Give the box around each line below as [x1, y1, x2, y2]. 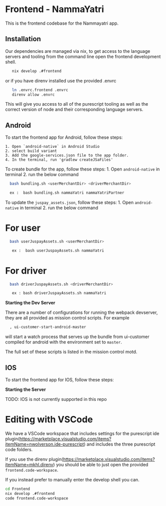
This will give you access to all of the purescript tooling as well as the [5, 101, 148, 107]
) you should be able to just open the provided [53, 461, 149, 467]
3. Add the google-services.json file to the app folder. [5, 153, 129, 158]
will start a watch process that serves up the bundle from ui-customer [5, 333, 149, 340]
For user [5, 222, 41, 234]
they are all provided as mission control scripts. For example [5, 315, 129, 321]
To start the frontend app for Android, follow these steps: [5, 134, 123, 140]
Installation [5, 35, 41, 43]
